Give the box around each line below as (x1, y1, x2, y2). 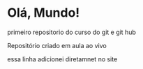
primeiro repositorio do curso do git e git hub (7, 28, 136, 36)
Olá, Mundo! (7, 5, 80, 21)
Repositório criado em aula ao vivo (7, 41, 107, 49)
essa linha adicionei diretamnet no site (7, 54, 118, 63)
